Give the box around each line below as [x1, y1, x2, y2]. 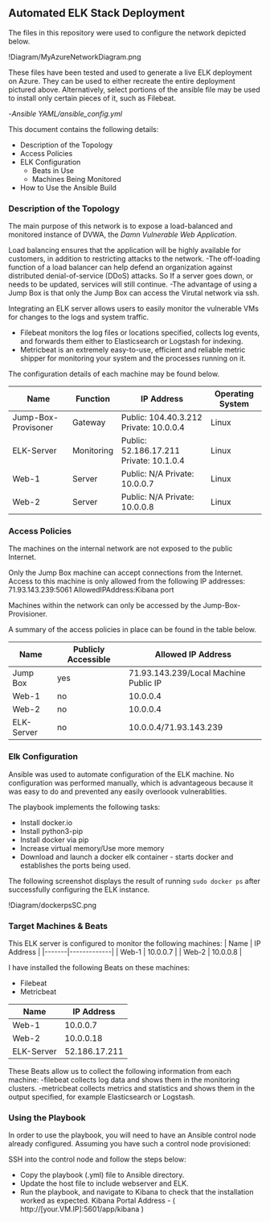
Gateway [72, 417, 106, 428]
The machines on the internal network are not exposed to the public [8, 543, 233, 554]
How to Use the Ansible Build [19, 183, 117, 192]
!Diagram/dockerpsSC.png [8, 900, 97, 910]
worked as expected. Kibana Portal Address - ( [19, 1195, 175, 1206]
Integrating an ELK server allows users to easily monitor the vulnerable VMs [8, 303, 260, 313]
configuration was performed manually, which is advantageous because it [8, 778, 254, 787]
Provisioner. [8, 609, 48, 619]
